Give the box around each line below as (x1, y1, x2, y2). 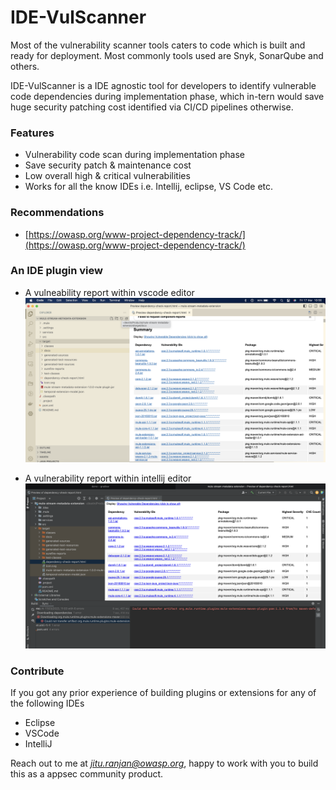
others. (10, 60, 40, 72)
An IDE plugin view (10, 264, 103, 278)
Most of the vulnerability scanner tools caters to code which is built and (10, 39, 306, 51)
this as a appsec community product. (10, 768, 164, 780)
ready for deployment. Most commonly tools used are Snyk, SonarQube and (10, 49, 324, 61)
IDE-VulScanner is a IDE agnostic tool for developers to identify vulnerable (10, 79, 317, 91)
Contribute (10, 664, 65, 678)
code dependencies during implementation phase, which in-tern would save (10, 90, 325, 102)
